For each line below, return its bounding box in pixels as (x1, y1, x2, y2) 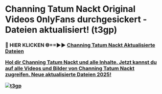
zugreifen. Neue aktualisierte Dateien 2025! (5, 71, 112, 78)
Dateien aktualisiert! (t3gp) (5, 24, 117, 35)
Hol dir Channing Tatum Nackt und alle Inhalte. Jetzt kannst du (5, 59, 157, 66)
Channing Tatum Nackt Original (5, 3, 136, 15)
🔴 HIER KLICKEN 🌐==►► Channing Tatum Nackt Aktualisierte (5, 42, 156, 48)
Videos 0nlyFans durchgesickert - (5, 14, 147, 25)
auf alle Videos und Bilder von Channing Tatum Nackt (5, 65, 135, 72)
